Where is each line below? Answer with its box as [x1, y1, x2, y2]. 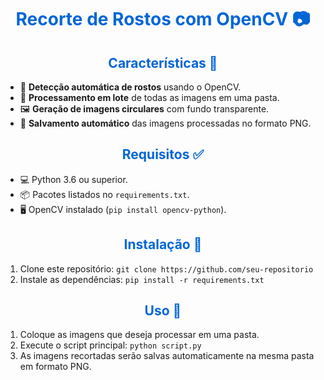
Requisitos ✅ [121, 146, 205, 163]
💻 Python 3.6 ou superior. [19, 173, 128, 185]
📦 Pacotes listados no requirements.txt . [19, 188, 190, 200]
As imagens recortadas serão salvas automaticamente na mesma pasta [19, 350, 315, 362]
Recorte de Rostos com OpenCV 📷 [15, 8, 311, 31]
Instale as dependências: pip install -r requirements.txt [19, 273, 265, 285]
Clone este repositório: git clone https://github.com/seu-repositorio [19, 262, 314, 275]
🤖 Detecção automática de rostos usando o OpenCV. [19, 81, 242, 93]
